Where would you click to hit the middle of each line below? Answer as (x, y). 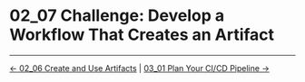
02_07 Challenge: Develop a (117, 16)
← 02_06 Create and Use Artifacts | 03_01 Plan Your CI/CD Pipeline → (139, 68)
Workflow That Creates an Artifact (142, 35)
